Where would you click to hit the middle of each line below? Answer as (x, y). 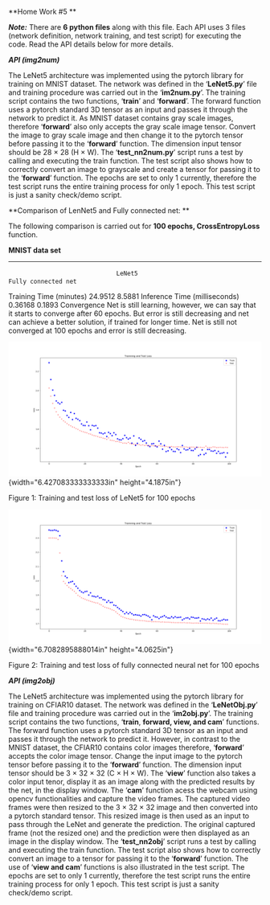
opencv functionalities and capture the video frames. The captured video (129, 798)
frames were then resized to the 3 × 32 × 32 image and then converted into (133, 807)
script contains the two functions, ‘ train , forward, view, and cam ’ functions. (134, 722)
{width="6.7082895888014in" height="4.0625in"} (91, 649)
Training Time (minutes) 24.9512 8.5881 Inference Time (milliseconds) (124, 296)
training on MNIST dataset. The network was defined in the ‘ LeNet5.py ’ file (133, 84)
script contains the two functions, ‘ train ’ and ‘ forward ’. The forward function (135, 101)
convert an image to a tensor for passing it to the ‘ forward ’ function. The (129, 858)
